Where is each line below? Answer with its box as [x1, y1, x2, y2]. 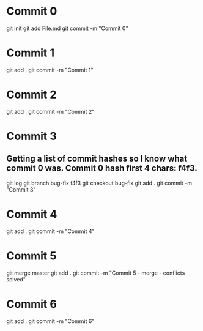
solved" [6, 275, 26, 283]
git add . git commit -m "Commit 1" [6, 66, 94, 73]
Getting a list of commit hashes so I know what [6, 154, 188, 164]
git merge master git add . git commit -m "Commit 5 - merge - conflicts [6, 269, 185, 277]
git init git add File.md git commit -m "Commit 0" [6, 24, 128, 32]
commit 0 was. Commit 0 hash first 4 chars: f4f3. [6, 163, 197, 174]
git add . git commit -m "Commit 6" [6, 317, 95, 325]
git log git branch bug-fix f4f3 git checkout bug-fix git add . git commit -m [6, 179, 193, 187]
